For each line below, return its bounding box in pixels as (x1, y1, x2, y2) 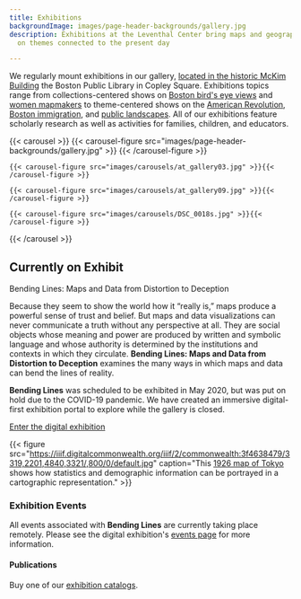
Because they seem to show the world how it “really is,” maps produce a (9, 301, 277, 312)
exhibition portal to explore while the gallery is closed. (25, 404, 226, 415)
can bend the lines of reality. (9, 367, 115, 378)
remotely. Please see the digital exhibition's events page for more (9, 529, 251, 540)
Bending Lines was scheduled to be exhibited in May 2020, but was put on (9, 385, 287, 396)
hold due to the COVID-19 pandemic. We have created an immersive (9, 394, 262, 405)
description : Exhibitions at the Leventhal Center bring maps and (9, 30, 262, 39)
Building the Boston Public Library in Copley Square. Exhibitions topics (9, 80, 270, 91)
